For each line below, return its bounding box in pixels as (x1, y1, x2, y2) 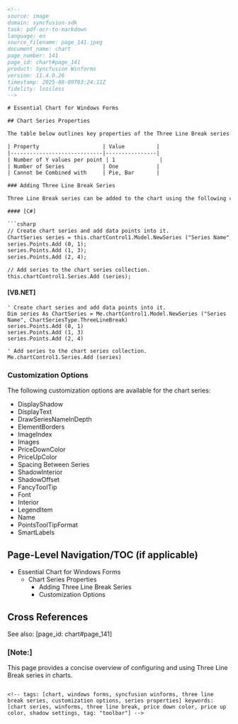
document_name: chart (7, 45, 72, 53)
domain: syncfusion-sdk (7, 19, 78, 26)
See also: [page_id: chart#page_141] (7, 630, 112, 638)
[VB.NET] (7, 288, 36, 297)
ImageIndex (17, 430, 52, 439)
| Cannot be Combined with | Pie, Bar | (7, 170, 160, 177)
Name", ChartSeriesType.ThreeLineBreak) (7, 317, 129, 324)
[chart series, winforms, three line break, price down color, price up (7, 703, 227, 711)
